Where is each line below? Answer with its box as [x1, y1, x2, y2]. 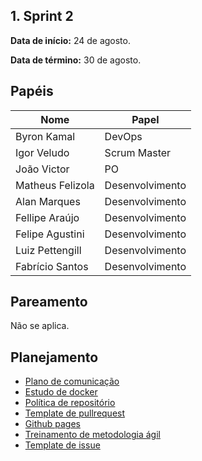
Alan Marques [15, 194, 81, 208]
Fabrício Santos [15, 259, 89, 273]
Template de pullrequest [24, 407, 126, 419]
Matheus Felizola [15, 178, 95, 192]
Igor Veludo [15, 145, 70, 159]
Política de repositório [24, 397, 116, 409]
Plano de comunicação [24, 375, 120, 388]
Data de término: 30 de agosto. [10, 54, 142, 66]
